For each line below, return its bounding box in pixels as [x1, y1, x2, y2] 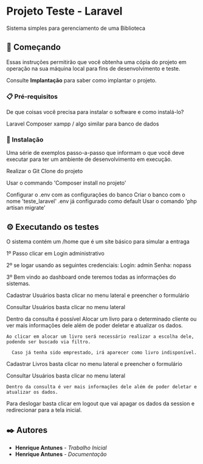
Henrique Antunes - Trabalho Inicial [15, 444, 108, 451]
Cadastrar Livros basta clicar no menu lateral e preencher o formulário [6, 360, 182, 368]
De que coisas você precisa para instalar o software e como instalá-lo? [6, 109, 184, 116]
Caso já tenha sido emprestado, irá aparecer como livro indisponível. [12, 349, 198, 356]
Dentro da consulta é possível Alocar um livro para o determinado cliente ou [6, 315, 197, 323]
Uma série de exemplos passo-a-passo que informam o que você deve [6, 149, 185, 157]
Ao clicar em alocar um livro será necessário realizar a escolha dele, [6, 334, 194, 340]
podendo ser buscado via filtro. [6, 339, 91, 345]
